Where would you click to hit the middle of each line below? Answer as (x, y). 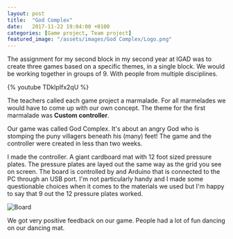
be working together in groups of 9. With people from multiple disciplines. (113, 74)
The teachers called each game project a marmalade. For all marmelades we (116, 100)
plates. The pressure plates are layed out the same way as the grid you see (114, 164)
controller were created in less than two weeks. (75, 143)
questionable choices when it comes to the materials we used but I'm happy (116, 186)
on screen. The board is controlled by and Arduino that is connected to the (114, 172)
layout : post (26, 14)
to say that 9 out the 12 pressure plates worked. (75, 194)
